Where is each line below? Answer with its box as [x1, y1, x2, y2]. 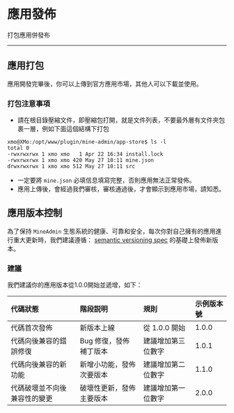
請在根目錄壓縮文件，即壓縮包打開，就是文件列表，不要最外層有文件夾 [17, 116, 219, 124]
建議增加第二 [143, 360, 186, 370]
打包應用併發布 [7, 31, 50, 39]
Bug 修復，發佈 [79, 336, 130, 346]
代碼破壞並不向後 [10, 383, 68, 393]
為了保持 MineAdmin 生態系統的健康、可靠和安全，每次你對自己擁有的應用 [7, 227, 216, 235]
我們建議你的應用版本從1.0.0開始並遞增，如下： [7, 280, 143, 290]
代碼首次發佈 [10, 323, 54, 333]
